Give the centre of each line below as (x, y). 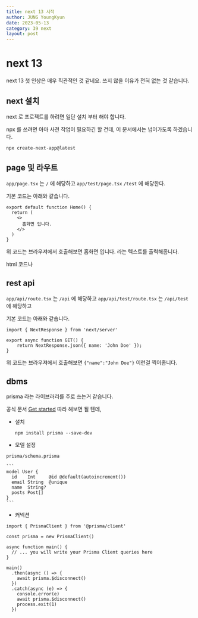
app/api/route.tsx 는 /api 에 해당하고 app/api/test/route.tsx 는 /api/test (98, 298)
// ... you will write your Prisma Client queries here (82, 552)
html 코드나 (20, 264)
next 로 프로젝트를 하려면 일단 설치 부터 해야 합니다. (66, 116)
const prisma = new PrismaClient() (50, 537)
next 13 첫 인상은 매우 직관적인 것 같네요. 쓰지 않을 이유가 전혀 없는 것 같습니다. (98, 80)
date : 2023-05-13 (28, 23)
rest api (21, 283)
